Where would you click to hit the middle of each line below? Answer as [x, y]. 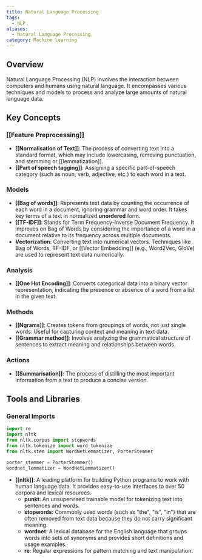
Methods [20, 312]
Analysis [20, 270]
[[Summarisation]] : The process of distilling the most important [95, 373]
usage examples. [45, 544]
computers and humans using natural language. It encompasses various [96, 86]
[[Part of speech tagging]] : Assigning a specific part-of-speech [95, 167]
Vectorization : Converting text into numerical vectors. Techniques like [103, 241]
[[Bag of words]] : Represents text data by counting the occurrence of [102, 203]
